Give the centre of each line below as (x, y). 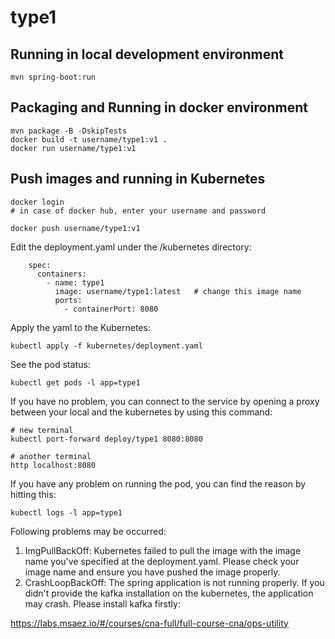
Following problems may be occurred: (88, 531)
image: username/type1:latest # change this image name (178, 291)
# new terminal (42, 430)
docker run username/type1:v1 (73, 148)
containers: (61, 274)
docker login (37, 202)
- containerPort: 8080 (111, 309)
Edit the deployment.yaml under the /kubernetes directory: (131, 247)
